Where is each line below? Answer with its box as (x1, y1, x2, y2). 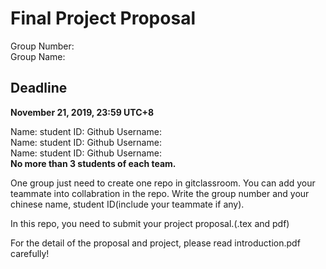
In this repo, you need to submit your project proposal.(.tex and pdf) (10, 217, 290, 229)
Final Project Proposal (10, 7, 196, 30)
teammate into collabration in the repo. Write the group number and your (10, 187, 310, 199)
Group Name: (10, 50, 66, 62)
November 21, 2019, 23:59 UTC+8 (10, 106, 155, 118)
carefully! (10, 247, 50, 259)
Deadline (10, 80, 68, 97)
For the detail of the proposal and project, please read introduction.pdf (10, 237, 301, 249)
